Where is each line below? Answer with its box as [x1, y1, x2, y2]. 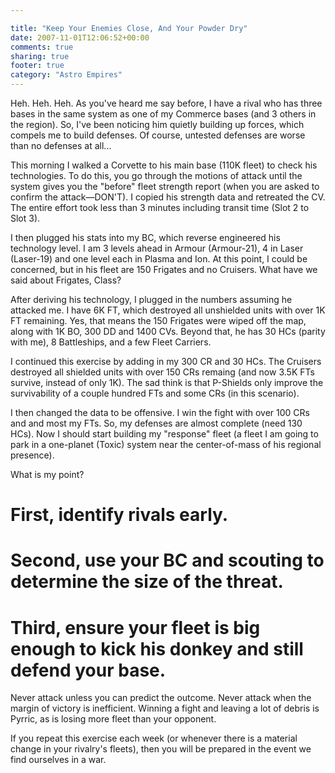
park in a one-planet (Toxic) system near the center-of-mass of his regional [10, 439, 322, 450]
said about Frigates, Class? [10, 274, 122, 286]
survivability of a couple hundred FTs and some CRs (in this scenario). [10, 387, 300, 399]
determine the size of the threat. [10, 571, 284, 593]
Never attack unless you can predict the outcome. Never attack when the [10, 692, 312, 704]
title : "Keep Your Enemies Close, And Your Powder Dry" [10, 23, 248, 33]
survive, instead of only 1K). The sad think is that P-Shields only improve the [10, 377, 324, 388]
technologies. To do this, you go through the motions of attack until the [10, 170, 303, 181]
